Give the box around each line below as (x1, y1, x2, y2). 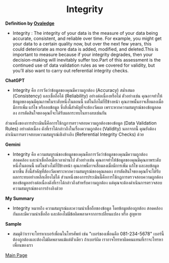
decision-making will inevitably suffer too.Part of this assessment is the (12, 57, 161, 63)
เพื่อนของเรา (12, 242, 33, 248)
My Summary (5, 195, 34, 201)
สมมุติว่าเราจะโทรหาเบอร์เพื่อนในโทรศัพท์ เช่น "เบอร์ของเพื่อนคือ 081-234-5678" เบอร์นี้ (12, 231, 164, 237)
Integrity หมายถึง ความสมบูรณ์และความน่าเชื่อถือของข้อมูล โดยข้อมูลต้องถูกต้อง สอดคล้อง (12, 205, 163, 211)
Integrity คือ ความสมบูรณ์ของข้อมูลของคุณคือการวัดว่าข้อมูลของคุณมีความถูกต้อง (12, 151, 148, 157)
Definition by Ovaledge (5, 20, 54, 26)
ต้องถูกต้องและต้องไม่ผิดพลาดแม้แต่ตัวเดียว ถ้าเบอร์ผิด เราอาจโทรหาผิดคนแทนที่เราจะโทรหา (12, 236, 163, 242)
